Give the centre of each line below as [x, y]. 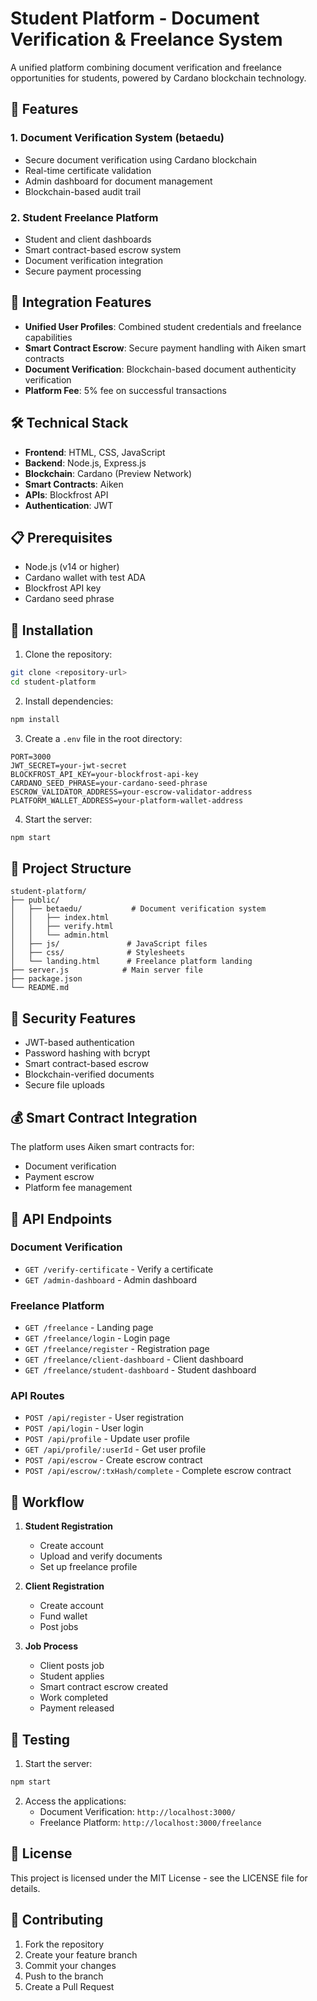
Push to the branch [64, 1976]
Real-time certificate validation [88, 170]
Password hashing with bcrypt [87, 1053]
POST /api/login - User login [84, 1428]
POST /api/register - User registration [104, 1418]
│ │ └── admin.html [60, 935]
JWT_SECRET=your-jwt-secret [69, 765]
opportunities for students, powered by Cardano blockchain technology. [158, 78]
